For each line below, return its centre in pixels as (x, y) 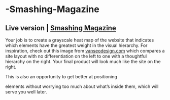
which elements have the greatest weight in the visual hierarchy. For (76, 45)
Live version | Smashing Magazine (61, 28)
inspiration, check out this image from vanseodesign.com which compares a (85, 51)
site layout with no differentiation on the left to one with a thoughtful (76, 56)
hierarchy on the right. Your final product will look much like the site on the (83, 61)
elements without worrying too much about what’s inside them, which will (82, 86)
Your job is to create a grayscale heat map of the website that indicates (80, 40)
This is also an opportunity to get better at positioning (61, 77)
